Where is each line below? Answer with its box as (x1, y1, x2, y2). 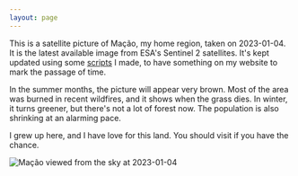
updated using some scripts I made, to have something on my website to (9, 57, 278, 67)
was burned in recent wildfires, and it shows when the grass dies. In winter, (9, 93, 288, 104)
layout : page (9, 13, 58, 22)
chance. (9, 139, 39, 150)
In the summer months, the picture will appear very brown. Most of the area (9, 84, 289, 94)
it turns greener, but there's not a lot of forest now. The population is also (9, 102, 280, 113)
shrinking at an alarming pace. (9, 112, 121, 123)
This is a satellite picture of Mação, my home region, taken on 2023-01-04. (9, 38, 286, 48)
